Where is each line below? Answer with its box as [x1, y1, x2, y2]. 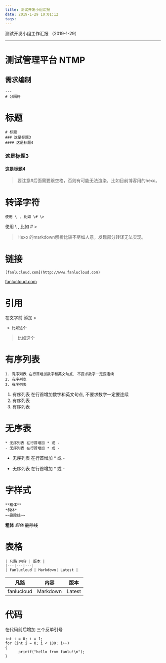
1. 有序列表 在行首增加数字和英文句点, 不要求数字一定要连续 [5, 372, 115, 377]
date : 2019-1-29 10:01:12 [5, 12, 58, 17]
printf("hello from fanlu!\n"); [18, 649, 85, 654]
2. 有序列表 [5, 377, 27, 382]
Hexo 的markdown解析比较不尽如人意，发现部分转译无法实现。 [17, 234, 146, 240]
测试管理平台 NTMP [5, 54, 85, 66]
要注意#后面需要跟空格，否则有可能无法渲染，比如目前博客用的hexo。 [17, 177, 160, 183]
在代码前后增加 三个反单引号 [5, 626, 63, 632]
